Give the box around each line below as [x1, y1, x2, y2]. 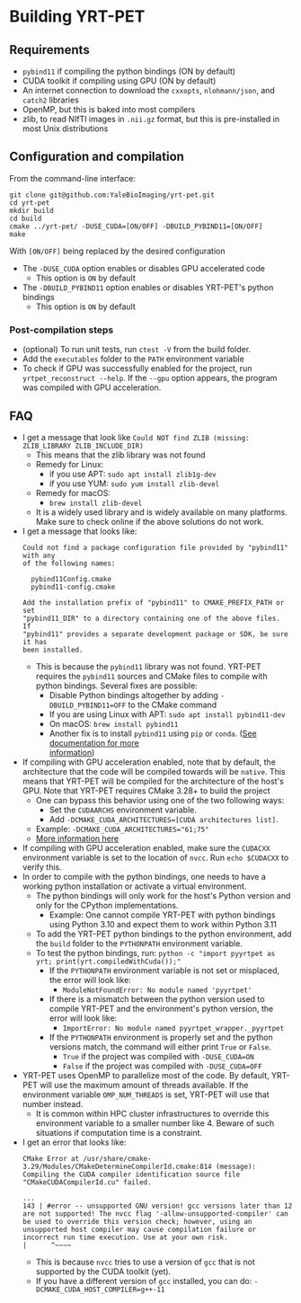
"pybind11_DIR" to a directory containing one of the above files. [22, 614, 280, 623]
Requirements [9, 42, 90, 58]
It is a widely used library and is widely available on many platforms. [35, 506, 288, 518]
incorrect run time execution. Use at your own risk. [22, 1233, 228, 1242]
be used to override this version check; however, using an [22, 1217, 252, 1226]
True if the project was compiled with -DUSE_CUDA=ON [62, 1050, 254, 1061]
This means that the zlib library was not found [35, 449, 206, 460]
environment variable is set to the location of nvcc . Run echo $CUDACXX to [22, 852, 289, 863]
